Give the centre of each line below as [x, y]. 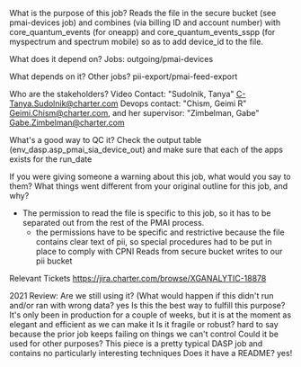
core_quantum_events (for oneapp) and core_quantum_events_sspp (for [142, 32]
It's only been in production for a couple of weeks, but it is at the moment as [150, 315]
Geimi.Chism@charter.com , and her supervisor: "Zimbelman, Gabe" [134, 113]
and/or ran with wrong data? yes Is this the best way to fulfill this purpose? [147, 305]
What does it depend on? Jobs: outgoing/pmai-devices [111, 59]
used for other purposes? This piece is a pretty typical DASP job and [136, 344]
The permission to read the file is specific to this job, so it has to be [146, 213]
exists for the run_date [51, 159]
